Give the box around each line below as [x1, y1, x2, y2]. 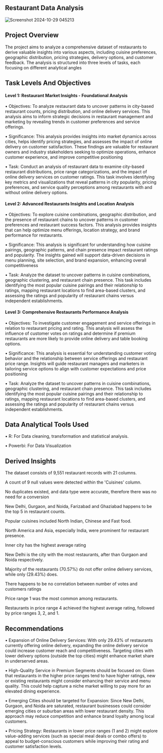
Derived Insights [5, 457, 56, 465]
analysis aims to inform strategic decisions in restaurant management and [5, 114, 153, 120]
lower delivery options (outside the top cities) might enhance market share [5, 653, 154, 659]
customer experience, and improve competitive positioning [5, 154, 123, 160]
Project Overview [5, 31, 59, 40]
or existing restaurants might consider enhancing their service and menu [5, 678, 151, 684]
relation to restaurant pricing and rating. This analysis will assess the [5, 325, 143, 331]
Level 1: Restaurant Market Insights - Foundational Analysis [5, 92, 128, 98]
